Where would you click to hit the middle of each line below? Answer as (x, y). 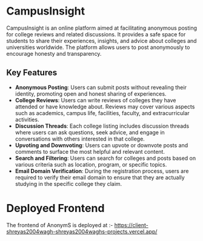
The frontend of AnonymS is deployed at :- (60, 225)
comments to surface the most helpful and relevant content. (90, 151)
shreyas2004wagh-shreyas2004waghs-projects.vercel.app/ (82, 231)
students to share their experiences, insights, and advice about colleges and (101, 41)
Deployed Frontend (55, 208)
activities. (27, 119)
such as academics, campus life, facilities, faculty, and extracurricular (102, 113)
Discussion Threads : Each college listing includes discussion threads (102, 126)
